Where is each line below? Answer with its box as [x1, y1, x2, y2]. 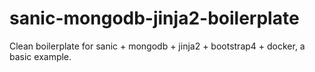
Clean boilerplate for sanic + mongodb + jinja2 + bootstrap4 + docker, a [9, 40, 306, 52]
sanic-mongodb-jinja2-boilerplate [9, 7, 300, 30]
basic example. [9, 50, 72, 62]
